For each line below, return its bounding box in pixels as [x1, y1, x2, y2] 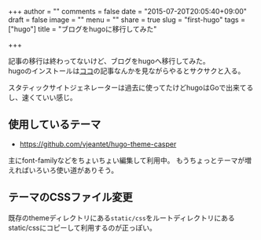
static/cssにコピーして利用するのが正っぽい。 [8, 223, 157, 232]
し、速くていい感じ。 [8, 93, 77, 102]
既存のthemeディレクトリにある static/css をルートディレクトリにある [8, 212, 236, 223]
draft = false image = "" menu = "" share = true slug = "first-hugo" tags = [8, 15, 246, 24]
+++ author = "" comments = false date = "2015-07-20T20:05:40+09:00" [8, 7, 248, 16]
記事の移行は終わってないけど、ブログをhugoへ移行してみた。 [8, 57, 210, 65]
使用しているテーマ [8, 118, 101, 131]
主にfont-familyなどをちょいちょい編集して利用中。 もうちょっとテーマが [8, 155, 245, 164]
